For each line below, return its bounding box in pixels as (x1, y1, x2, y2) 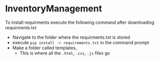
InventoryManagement (5, 3, 102, 14)
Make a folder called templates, (12, 45, 77, 51)
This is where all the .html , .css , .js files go (19, 50, 110, 56)
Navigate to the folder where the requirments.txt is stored (12, 34, 130, 40)
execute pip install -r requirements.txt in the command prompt (12, 39, 150, 45)
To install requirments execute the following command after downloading (5, 19, 155, 25)
